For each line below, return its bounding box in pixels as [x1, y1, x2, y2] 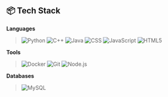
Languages [6, 24, 35, 32]
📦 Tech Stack [6, 5, 61, 16]
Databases [6, 72, 35, 79]
